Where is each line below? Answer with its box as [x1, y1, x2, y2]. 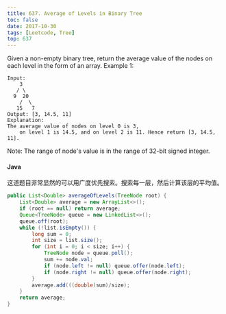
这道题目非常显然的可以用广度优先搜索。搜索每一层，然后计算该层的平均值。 [7, 179, 223, 187]
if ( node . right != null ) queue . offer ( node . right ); [43, 269, 192, 276]
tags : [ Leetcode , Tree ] [7, 29, 75, 36]
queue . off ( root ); [19, 217, 69, 225]
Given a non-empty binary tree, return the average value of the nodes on [7, 54, 213, 62]
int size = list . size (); [32, 237, 103, 244]
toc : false [7, 16, 38, 23]
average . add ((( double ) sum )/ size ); [32, 282, 130, 289]
